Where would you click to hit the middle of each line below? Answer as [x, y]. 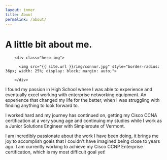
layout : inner [20, 10]
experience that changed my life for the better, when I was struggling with [82, 100]
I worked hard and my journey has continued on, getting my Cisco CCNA [81, 115]
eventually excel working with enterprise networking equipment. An [76, 95]
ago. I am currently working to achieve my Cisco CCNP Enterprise [74, 147]
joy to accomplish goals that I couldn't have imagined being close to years [83, 141]
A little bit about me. [49, 44]
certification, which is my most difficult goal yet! [55, 152]
